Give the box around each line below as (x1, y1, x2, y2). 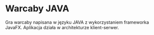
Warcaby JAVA (5, 3, 70, 14)
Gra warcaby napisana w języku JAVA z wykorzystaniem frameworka (5, 19, 149, 25)
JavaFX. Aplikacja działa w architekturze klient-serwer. (5, 24, 119, 30)
